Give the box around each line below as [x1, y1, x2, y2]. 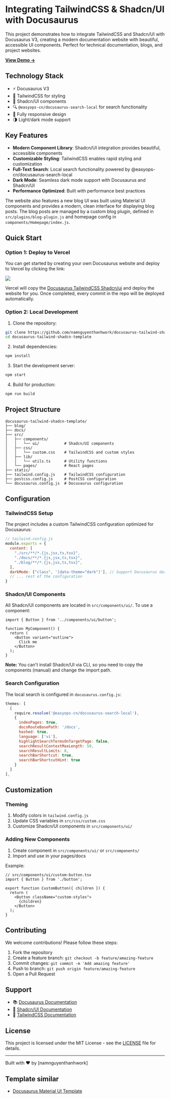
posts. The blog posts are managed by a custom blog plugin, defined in [5, 208, 154, 214]
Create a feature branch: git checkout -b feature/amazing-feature [12, 955, 153, 961]
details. [5, 1045, 21, 1051]
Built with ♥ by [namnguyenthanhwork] [5, 1060, 88, 1066]
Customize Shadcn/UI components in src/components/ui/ [12, 823, 133, 829]
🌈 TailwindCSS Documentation [12, 1012, 77, 1018]
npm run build [5, 391, 35, 397]
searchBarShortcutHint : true [18, 758, 80, 763]
